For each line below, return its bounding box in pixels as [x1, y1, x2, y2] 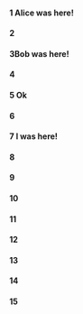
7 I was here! [9, 131, 59, 142]
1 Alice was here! [9, 7, 74, 18]
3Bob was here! [9, 48, 69, 59]
